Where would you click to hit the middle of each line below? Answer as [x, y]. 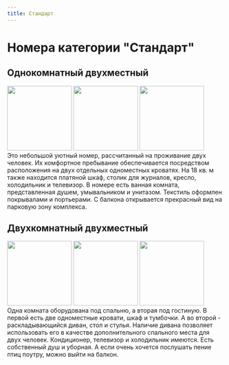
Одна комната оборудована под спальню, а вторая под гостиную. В [107, 311]
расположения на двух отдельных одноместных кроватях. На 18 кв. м [111, 170]
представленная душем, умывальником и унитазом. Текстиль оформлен [115, 192]
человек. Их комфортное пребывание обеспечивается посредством [108, 163]
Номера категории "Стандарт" [101, 47]
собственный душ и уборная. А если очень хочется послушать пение [109, 347]
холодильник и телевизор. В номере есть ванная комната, [94, 185]
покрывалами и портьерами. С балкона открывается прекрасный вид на [115, 199]
